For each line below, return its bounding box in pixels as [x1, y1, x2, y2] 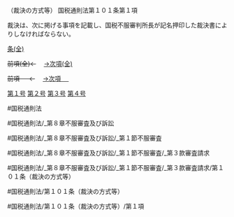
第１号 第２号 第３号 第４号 [7, 90, 86, 97]
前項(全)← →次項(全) [7, 59, 73, 68]
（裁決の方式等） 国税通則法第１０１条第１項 [7, 6, 138, 14]
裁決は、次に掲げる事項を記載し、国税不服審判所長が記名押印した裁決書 [7, 21, 215, 29]
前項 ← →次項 [7, 74, 61, 83]
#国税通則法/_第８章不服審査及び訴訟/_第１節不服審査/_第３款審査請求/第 [7, 164, 219, 171]
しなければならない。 [13, 30, 75, 38]
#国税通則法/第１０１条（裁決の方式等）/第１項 [7, 202, 145, 210]
